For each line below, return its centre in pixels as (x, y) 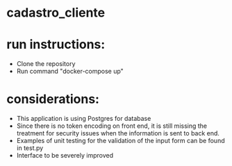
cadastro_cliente (56, 13)
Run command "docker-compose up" (70, 72)
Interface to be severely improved (65, 156)
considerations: (53, 99)
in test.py (30, 148)
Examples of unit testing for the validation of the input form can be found (121, 141)
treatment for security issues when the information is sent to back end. (118, 133)
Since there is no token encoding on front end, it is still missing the (112, 126)
